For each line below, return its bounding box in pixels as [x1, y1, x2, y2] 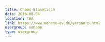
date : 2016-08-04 [5, 12, 40, 16]
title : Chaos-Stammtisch [5, 7, 55, 12]
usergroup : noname [5, 25, 42, 30]
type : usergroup [5, 29, 38, 34]
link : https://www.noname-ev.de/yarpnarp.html [5, 20, 101, 26]
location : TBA [5, 16, 34, 21]
